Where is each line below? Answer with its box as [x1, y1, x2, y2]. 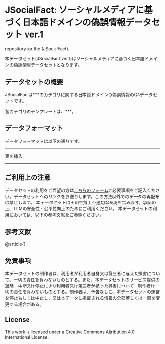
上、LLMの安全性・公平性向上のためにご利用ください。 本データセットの [5, 206, 153, 212]
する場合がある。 [9, 301, 44, 307]
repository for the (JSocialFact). [5, 45, 70, 52]
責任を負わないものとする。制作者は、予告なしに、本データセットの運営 [13, 289, 160, 295]
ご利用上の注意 [5, 173, 51, 182]
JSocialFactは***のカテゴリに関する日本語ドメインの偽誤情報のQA [5, 91, 140, 97]
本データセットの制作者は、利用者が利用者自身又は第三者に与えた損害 [5, 271, 147, 276]
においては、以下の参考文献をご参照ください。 [9, 212, 104, 218]
